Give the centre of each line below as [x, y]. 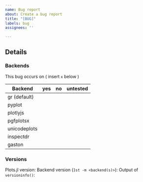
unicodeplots [23, 129]
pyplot [15, 105]
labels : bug [17, 23]
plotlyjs [16, 113]
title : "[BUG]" [21, 19]
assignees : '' [20, 28]
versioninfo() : [20, 175]
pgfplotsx [19, 120]
